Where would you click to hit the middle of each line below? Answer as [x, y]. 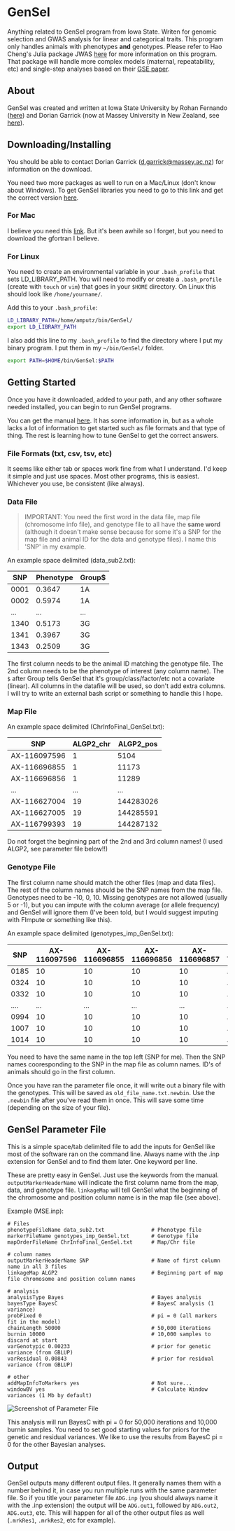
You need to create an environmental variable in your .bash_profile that [111, 272]
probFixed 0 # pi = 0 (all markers [112, 1316]
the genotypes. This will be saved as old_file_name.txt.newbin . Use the [111, 1092]
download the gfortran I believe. [53, 238]
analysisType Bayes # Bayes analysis [104, 1297]
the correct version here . [43, 198]
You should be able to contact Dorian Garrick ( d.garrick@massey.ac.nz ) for [115, 161]
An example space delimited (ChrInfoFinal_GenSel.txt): [86, 727]
